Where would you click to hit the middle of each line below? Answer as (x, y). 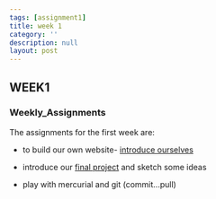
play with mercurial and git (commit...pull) (99, 184)
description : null (44, 43)
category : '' (34, 34)
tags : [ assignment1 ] (48, 17)
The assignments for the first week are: (82, 132)
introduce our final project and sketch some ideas (114, 167)
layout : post (34, 51)
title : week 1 (36, 26)
